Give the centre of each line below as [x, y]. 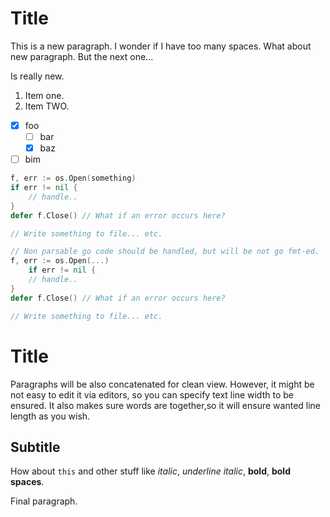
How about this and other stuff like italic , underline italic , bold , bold [150, 471]
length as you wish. [50, 416]
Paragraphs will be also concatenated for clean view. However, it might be [162, 384]
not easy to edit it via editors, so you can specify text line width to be [152, 394]
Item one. [44, 95]
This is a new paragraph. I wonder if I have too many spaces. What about [161, 46]
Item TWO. [47, 106]
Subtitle [35, 447]
